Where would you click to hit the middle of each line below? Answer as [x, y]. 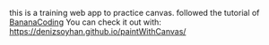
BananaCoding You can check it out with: [85, 22]
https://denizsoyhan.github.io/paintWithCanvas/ [98, 31]
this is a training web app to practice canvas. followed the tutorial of [134, 13]
